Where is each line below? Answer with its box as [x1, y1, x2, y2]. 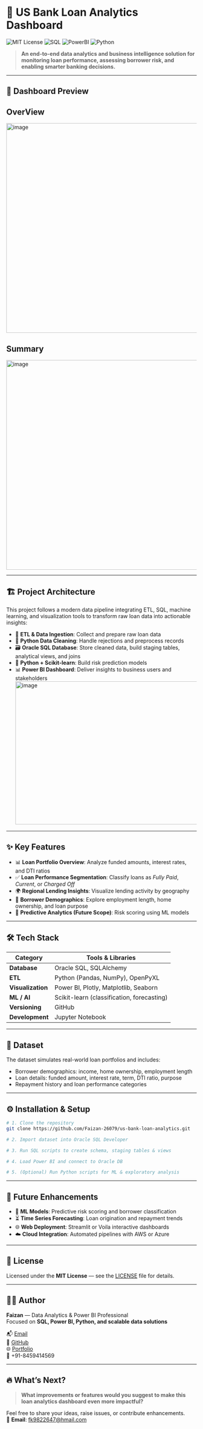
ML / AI [9, 993, 31, 1002]
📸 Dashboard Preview [6, 86, 89, 96]
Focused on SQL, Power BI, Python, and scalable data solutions [6, 1318, 168, 1325]
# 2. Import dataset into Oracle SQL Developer [6, 1137, 129, 1143]
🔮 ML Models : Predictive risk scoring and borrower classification [14, 1208, 177, 1215]
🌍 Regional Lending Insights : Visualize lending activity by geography [14, 887, 190, 894]
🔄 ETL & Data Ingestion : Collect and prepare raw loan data [14, 630, 161, 638]
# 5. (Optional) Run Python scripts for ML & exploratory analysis [6, 1169, 180, 1175]
